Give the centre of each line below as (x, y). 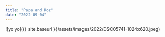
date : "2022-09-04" (26, 15)
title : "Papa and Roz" (29, 10)
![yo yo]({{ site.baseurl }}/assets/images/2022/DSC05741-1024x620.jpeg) (83, 29)
